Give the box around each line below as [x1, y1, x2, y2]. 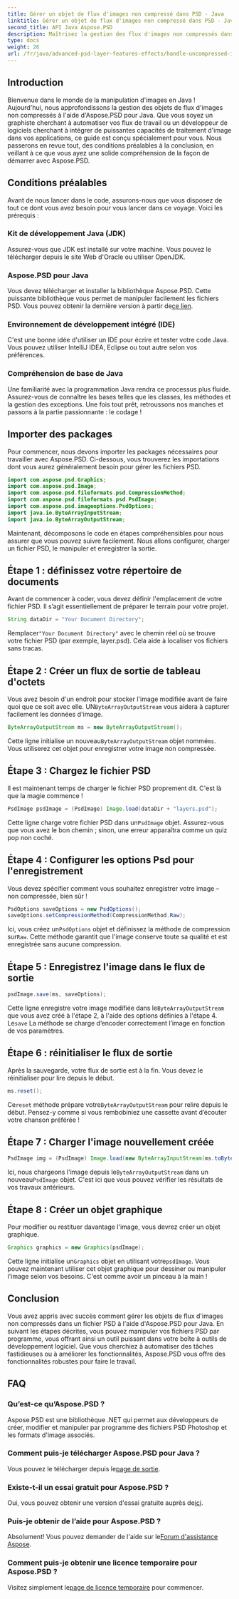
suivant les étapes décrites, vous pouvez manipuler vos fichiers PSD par [7, 1327, 220, 1335]
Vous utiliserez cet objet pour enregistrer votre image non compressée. [7, 745, 216, 752]
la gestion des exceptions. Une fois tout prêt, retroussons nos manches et [7, 400, 224, 409]
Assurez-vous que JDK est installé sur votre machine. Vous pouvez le [7, 245, 212, 253]
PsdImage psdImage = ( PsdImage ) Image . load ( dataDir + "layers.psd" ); [7, 805, 218, 812]
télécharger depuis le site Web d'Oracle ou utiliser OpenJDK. [7, 252, 186, 261]
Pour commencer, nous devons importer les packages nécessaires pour [7, 447, 218, 456]
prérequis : [7, 211, 39, 220]
